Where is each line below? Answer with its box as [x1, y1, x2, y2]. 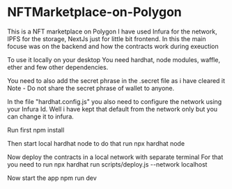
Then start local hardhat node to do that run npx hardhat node [7, 139, 185, 147]
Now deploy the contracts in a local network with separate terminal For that [7, 153, 224, 161]
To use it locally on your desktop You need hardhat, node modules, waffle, [7, 55, 221, 63]
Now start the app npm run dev [7, 174, 98, 182]
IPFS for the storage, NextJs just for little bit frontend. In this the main [7, 34, 206, 43]
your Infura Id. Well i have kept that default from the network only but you [7, 105, 218, 113]
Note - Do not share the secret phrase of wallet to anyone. [7, 84, 175, 92]
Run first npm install [7, 126, 65, 134]
